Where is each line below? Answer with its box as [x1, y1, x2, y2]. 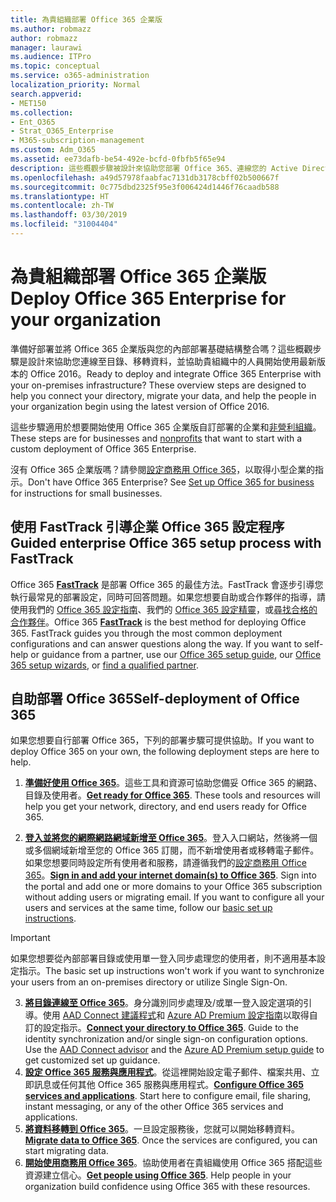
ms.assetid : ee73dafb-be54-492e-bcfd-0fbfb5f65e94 [10, 154, 226, 164]
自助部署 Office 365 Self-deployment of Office [10, 691, 300, 708]
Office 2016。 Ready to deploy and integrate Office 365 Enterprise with [29, 367, 322, 380]
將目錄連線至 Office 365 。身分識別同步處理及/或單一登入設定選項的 [24, 997, 304, 1009]
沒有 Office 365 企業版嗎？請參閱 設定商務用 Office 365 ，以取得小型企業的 [10, 463, 316, 475]
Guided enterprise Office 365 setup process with [10, 535, 322, 552]
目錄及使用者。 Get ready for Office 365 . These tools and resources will [24, 789, 321, 801]
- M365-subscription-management [10, 136, 145, 146]
